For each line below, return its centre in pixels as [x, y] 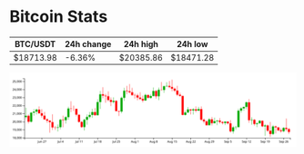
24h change [88, 44]
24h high [141, 44]
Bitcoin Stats [59, 17]
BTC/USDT [35, 44]
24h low [192, 44]
